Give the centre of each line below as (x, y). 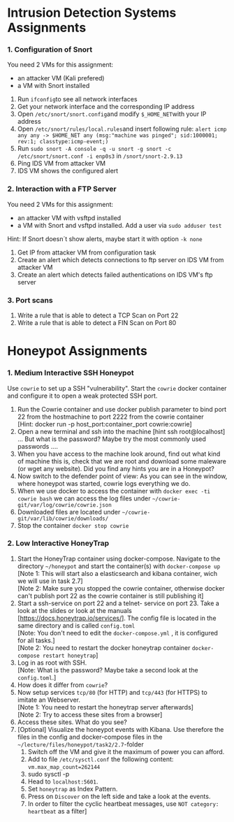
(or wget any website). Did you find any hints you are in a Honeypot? (116, 468)
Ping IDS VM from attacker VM (61, 164)
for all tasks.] (36, 640)
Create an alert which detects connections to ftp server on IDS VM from (120, 259)
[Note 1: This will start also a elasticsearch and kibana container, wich (117, 573)
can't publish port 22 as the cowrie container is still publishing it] (110, 596)
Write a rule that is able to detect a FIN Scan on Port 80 (97, 323)
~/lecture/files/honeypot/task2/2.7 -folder (81, 744)
